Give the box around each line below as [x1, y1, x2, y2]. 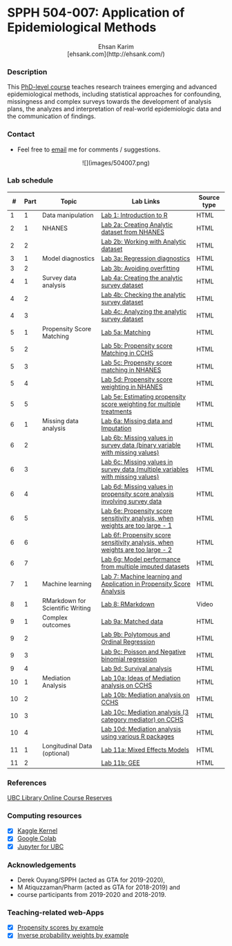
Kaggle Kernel [17, 826, 58, 835]
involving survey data [101, 497, 162, 506]
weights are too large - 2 [101, 546, 173, 554]
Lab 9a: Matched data [101, 617, 164, 625]
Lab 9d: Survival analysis [101, 664, 173, 672]
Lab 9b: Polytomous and [101, 631, 171, 639]
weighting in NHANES [101, 382, 163, 391]
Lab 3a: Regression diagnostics [101, 254, 191, 263]
